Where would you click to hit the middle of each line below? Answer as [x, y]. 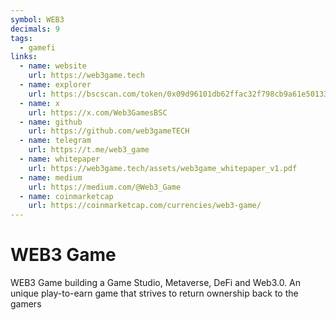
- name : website [53, 66]
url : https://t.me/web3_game [89, 150]
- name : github [51, 122]
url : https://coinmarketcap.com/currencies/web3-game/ [145, 206]
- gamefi [37, 47]
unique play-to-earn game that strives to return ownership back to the [154, 293]
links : [24, 57]
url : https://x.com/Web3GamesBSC [98, 112]
